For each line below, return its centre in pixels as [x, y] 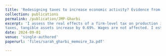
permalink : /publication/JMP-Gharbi [43, 19]
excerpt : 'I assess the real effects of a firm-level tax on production [82, 23]
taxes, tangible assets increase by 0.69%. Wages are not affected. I [79, 28]
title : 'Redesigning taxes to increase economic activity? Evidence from [83, 10]
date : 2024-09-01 [23, 32]
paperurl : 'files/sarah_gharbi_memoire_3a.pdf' [55, 42]
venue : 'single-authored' [32, 37]
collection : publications [32, 14]
